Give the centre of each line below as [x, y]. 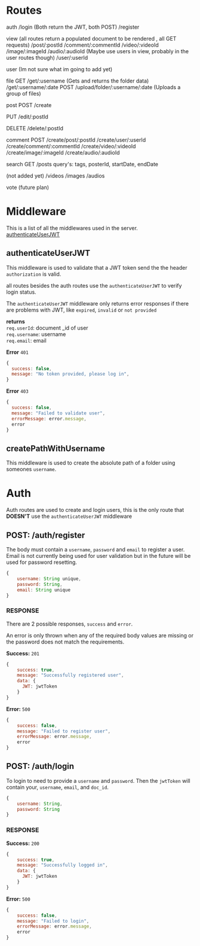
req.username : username [36, 334]
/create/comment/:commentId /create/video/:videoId [71, 146]
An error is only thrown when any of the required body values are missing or [100, 635]
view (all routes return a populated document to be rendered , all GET [91, 38]
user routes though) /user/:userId [47, 57]
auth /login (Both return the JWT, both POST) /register [73, 27]
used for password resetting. [42, 562]
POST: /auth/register [46, 535]
